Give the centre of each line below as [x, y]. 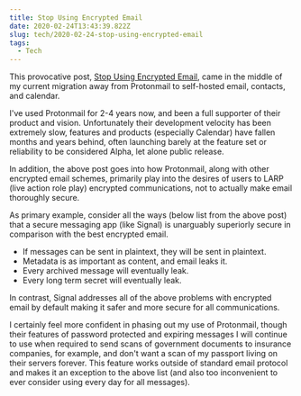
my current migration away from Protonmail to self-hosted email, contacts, [147, 86]
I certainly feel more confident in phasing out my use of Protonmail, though [148, 325]
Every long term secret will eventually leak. [102, 281]
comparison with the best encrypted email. [89, 234]
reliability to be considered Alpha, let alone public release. [117, 152]
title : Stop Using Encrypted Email [76, 18]
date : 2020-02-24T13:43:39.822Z [70, 26]
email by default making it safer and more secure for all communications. [145, 308]
